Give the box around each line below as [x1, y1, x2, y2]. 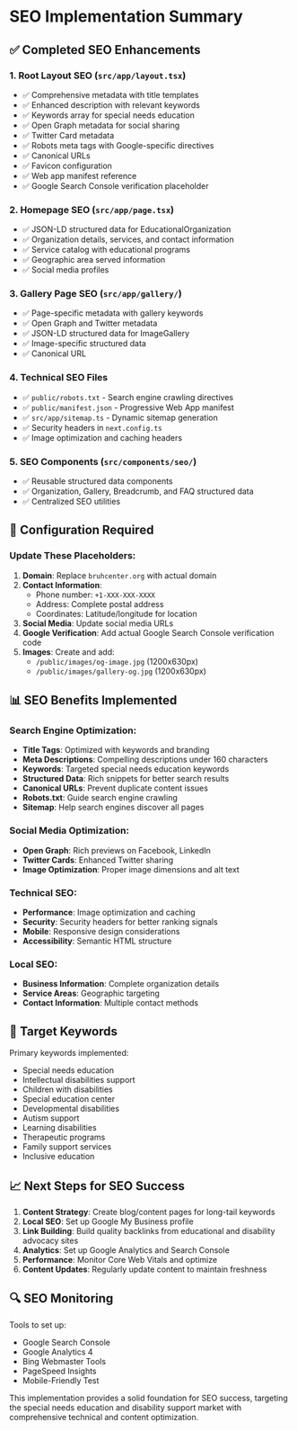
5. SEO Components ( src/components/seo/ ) [9, 455, 197, 468]
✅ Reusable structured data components [22, 476, 173, 487]
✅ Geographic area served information [22, 255, 166, 265]
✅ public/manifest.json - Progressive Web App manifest [22, 402, 235, 413]
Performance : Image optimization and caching [22, 907, 196, 918]
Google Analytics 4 [22, 1346, 93, 1357]
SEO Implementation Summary [9, 6, 244, 27]
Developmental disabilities [22, 1104, 119, 1114]
